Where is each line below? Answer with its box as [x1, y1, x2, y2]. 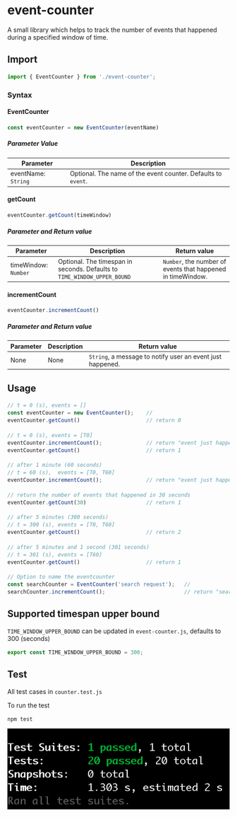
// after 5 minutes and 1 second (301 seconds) [7, 543, 150, 550]
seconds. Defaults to [57, 265, 119, 273]
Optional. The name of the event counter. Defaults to [69, 169, 222, 178]
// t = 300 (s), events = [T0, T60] [7, 521, 115, 528]
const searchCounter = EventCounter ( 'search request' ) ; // [7, 581, 191, 589]
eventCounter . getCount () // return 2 [7, 529, 181, 536]
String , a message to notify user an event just [88, 352, 222, 361]
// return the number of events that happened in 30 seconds [7, 491, 191, 499]
